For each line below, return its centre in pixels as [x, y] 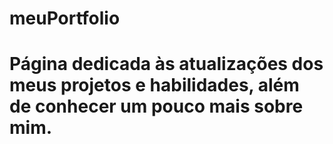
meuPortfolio [65, 18]
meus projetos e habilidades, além [154, 85]
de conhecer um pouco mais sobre [156, 106]
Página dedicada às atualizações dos [166, 64]
